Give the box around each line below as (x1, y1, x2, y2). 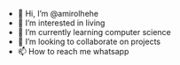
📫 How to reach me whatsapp (17, 47, 129, 56)
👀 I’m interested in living (17, 18, 106, 28)
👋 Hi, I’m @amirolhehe (17, 9, 99, 18)
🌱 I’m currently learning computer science (17, 27, 171, 37)
